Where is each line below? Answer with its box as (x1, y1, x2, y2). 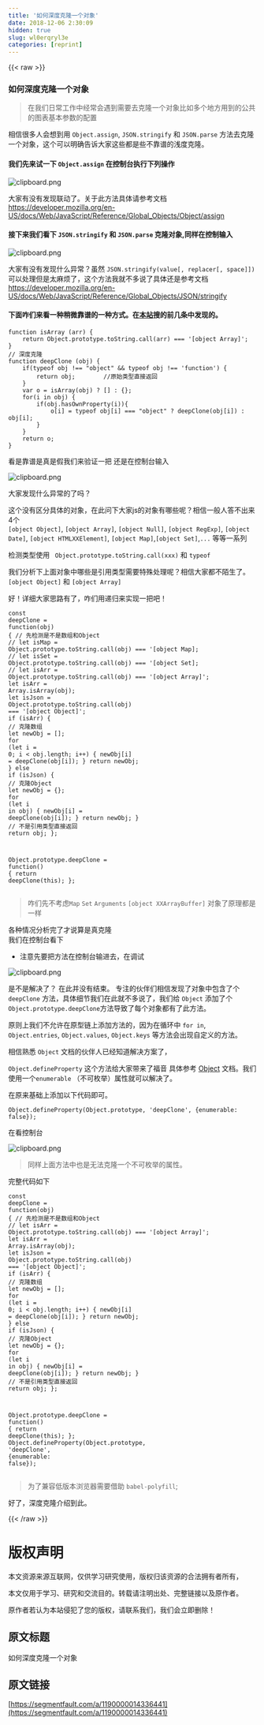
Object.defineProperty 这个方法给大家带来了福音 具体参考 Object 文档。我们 (8, 1063, 257, 1073)
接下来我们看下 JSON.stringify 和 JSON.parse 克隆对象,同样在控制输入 (8, 230, 233, 239)
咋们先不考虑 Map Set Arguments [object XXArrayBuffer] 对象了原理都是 (27, 898, 256, 907)
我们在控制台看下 (8, 934, 64, 944)
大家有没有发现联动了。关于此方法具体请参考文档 (8, 193, 167, 203)
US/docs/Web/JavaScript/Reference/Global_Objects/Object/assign (8, 211, 225, 220)
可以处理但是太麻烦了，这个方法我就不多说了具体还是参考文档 (8, 274, 209, 283)
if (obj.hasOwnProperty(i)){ (36, 400, 128, 409)
